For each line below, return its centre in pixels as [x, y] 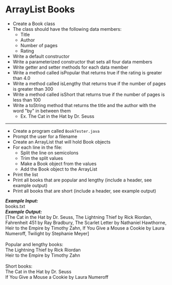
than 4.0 [21, 78]
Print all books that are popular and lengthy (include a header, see [82, 180]
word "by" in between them [42, 111]
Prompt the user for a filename [45, 136]
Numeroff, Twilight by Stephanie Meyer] [47, 233]
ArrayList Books [40, 9]
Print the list [25, 174]
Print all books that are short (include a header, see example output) [84, 191]
